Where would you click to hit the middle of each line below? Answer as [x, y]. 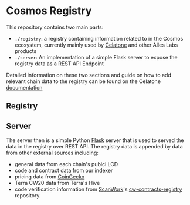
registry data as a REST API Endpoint [59, 64]
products [26, 51]
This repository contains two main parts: [55, 27]
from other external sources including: [52, 153]
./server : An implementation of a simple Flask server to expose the [96, 57]
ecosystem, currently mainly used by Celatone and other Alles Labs [96, 45]
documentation [24, 87]
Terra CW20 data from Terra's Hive [57, 183]
